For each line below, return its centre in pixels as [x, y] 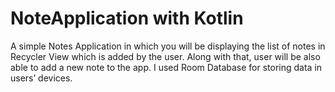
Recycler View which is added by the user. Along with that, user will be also [165, 56]
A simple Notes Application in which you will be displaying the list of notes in [168, 46]
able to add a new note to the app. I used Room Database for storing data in [166, 67]
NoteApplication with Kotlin [127, 18]
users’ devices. [41, 78]
